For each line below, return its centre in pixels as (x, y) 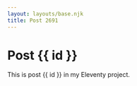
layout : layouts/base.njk (45, 14)
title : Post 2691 (33, 20)
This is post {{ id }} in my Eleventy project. (69, 75)
